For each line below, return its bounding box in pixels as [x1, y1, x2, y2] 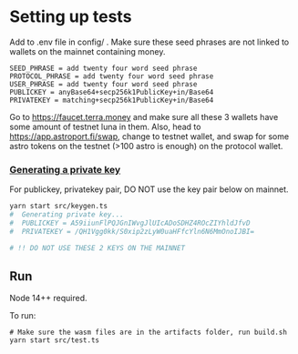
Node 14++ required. [9, 293, 88, 304]
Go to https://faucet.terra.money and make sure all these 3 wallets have [9, 111, 279, 122]
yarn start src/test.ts [9, 336, 100, 345]
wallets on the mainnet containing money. [9, 46, 166, 56]
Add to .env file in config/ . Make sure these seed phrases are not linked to [9, 36, 290, 47]
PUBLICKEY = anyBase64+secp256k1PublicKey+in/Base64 [9, 87, 214, 96]
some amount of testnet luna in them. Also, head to [9, 121, 201, 132]
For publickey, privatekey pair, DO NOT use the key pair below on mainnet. [9, 184, 289, 195]
